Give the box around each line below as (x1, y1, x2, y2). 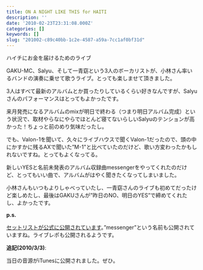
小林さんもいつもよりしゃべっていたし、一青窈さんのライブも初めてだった (6, 184, 192, 191)
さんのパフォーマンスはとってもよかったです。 (6, 95, 122, 102)
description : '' (6, 14, 47, 21)
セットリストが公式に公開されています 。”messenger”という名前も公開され (6, 224, 190, 231)
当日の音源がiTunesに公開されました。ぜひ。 (6, 257, 119, 264)
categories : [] (6, 25, 45, 32)
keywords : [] (6, 31, 39, 37)
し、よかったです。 (6, 199, 54, 206)
